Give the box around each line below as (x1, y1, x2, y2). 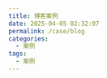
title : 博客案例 (8, 11, 58, 20)
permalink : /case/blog (8, 27, 85, 35)
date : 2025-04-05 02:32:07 (8, 19, 100, 28)
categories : (8, 34, 49, 43)
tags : (8, 50, 27, 58)
